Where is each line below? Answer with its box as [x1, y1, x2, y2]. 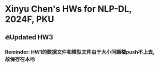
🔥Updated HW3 [5, 33, 53, 41]
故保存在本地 [5, 56, 35, 63]
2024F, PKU [5, 14, 54, 25]
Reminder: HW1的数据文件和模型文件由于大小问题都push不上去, [5, 49, 155, 55]
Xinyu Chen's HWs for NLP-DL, [5, 3, 132, 15]
